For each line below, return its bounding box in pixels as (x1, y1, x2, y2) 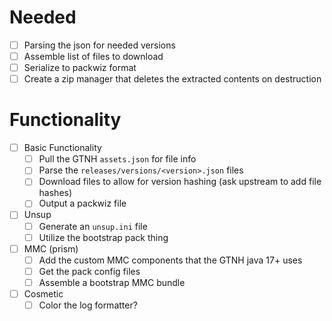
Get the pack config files (38, 265, 141, 277)
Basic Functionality (23, 142, 102, 154)
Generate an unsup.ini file (38, 220, 148, 232)
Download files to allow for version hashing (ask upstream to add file (38, 176, 322, 188)
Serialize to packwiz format (23, 62, 137, 74)
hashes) (38, 187, 73, 199)
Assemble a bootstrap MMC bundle (38, 276, 186, 288)
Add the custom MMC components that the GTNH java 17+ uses (38, 254, 303, 266)
